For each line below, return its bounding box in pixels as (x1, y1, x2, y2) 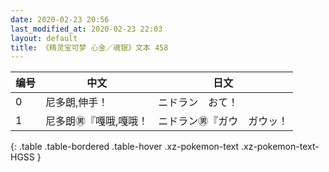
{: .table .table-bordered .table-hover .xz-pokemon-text (10, 141, 240, 153)
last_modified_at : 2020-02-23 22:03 (10, 24, 163, 34)
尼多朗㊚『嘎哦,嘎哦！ (45, 114, 149, 128)
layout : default (10, 33, 78, 43)
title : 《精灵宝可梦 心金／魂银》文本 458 (10, 42, 169, 53)
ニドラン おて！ (158, 96, 239, 110)
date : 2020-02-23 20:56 (10, 14, 110, 25)
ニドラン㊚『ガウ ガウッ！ (158, 114, 289, 128)
